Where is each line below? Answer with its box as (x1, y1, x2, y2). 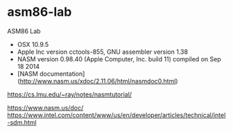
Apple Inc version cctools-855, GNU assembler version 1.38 (17, 48, 189, 56)
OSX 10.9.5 (17, 40, 49, 48)
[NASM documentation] (17, 70, 85, 78)
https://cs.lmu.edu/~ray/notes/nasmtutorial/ (7, 90, 132, 99)
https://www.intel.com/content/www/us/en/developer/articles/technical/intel (7, 111, 226, 119)
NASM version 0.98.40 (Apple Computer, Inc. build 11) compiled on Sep (17, 54, 221, 63)
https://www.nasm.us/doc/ (7, 103, 84, 112)
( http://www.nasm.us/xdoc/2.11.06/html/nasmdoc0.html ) (17, 76, 178, 85)
